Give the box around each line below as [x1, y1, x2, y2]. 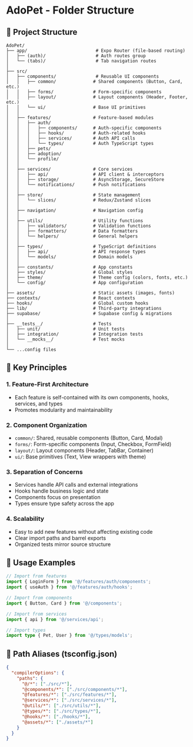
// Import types [6, 627, 46, 633]
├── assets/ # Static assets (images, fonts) [6, 290, 175, 296]
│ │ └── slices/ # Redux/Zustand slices [6, 197, 151, 203]
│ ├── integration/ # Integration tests [6, 331, 144, 337]
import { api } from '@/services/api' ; [6, 616, 104, 622]
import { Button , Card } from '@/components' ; [6, 600, 122, 606]
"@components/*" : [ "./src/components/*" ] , [21, 686, 128, 692]
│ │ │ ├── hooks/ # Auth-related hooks [6, 130, 146, 136]
